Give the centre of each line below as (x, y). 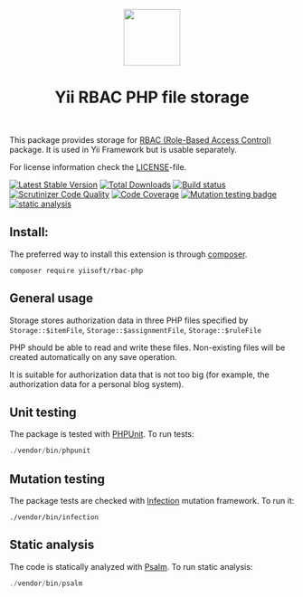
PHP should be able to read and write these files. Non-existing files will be (147, 347)
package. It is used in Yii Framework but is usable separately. (123, 149)
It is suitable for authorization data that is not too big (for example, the (139, 374)
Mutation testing (57, 479)
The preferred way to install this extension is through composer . (128, 254)
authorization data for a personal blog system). (97, 384)
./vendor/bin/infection (54, 517)
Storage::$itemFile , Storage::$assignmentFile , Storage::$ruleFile (136, 329)
